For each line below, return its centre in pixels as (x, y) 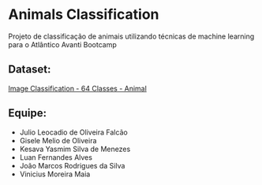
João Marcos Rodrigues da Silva (72, 165)
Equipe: (28, 113)
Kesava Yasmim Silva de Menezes (75, 149)
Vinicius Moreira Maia (55, 174)
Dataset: (30, 70)
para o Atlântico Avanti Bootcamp (62, 44)
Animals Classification (84, 15)
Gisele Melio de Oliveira (58, 140)
